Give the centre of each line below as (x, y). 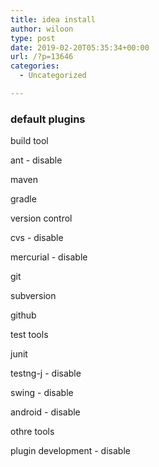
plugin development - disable (70, 451)
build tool (29, 141)
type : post (33, 38)
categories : (35, 66)
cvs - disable (37, 238)
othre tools (32, 432)
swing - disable (42, 393)
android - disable (45, 412)
